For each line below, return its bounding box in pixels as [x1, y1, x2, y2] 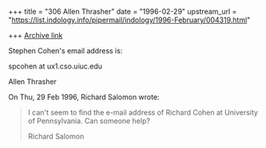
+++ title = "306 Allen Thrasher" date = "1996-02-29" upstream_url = [8, 7, 237, 16]
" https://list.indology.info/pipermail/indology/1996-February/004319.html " [8, 15, 251, 25]
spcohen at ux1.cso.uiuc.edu [8, 61, 102, 71]
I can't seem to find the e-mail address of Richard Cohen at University [27, 107, 258, 117]
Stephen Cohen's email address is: [8, 46, 123, 55]
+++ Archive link [8, 31, 63, 40]
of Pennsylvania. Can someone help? [27, 116, 150, 126]
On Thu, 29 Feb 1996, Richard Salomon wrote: [8, 92, 160, 102]
